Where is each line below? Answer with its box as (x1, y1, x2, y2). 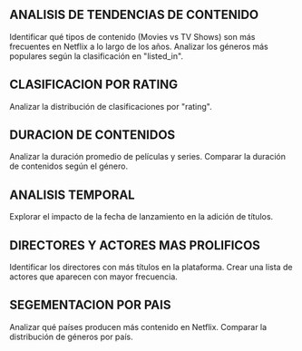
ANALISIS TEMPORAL (9, 187, 135, 202)
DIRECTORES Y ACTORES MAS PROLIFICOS (9, 238, 261, 253)
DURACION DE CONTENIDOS (9, 127, 176, 143)
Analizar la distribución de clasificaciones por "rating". (9, 101, 213, 112)
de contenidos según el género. (9, 161, 129, 171)
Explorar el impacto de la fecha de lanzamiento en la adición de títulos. (9, 211, 274, 222)
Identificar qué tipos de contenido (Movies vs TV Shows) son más (9, 31, 256, 42)
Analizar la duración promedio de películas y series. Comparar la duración (9, 151, 287, 162)
